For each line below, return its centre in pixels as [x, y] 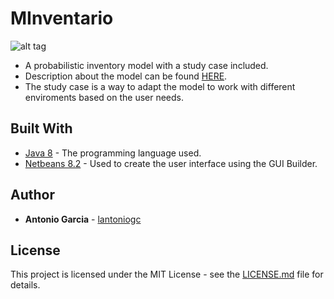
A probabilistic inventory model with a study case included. [146, 65]
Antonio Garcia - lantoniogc [83, 219]
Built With [41, 128]
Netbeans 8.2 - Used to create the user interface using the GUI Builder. [171, 163]
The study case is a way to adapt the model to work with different [160, 86]
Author [32, 195]
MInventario [62, 18]
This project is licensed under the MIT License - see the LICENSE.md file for [167, 274]
